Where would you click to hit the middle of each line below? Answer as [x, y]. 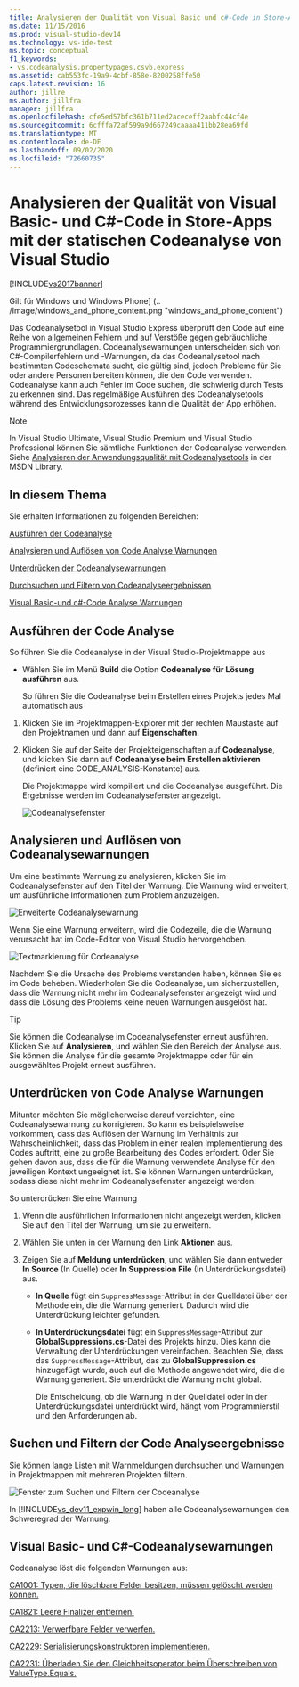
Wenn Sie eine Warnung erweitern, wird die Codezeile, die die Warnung [140, 929]
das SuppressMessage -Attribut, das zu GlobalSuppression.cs [145, 1360]
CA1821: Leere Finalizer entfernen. [72, 1612]
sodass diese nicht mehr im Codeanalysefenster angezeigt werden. [133, 1181]
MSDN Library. [36, 467]
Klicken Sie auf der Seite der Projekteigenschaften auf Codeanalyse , [149, 750]
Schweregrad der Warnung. [60, 1518]
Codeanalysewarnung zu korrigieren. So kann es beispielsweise [127, 1123]
